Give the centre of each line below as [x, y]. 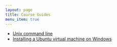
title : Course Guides [28, 15]
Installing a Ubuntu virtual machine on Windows [62, 39]
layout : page [19, 10]
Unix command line [33, 34]
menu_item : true [22, 19]
